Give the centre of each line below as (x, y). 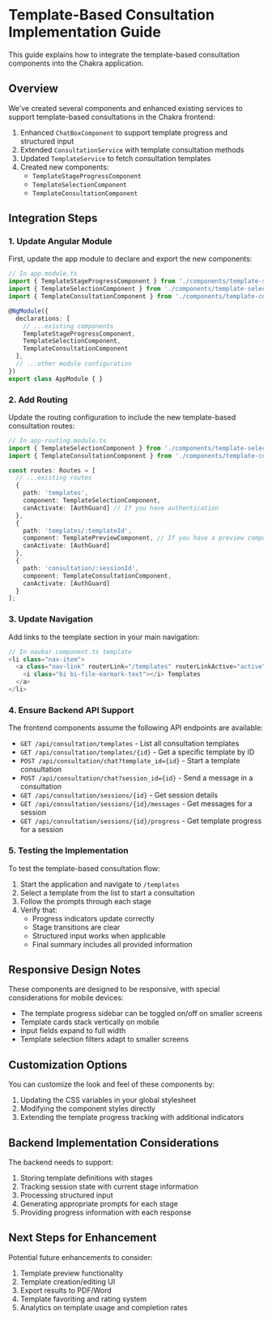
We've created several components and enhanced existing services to (125, 108)
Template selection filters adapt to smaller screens (104, 1040)
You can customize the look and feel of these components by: (112, 1084)
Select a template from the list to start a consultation (108, 892)
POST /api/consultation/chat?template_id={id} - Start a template (130, 761)
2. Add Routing (38, 399)
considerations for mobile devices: (66, 997)
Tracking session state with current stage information (109, 1186)
